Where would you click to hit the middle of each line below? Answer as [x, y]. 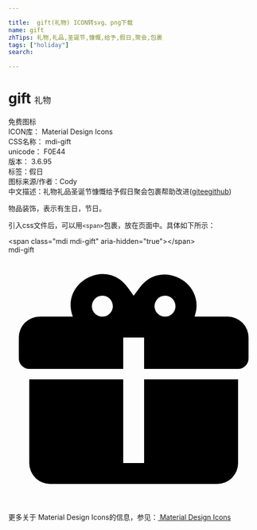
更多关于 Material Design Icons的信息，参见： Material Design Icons [120, 517]
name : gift [26, 30]
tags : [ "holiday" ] [39, 45]
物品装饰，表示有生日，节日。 [57, 209]
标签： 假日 [26, 171]
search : [21, 53]
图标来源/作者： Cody [43, 182]
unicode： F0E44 [37, 151]
